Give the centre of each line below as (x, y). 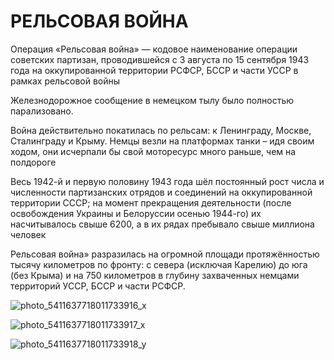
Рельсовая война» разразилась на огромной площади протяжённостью (165, 254)
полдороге (33, 162)
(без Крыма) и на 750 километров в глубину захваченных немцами (155, 275)
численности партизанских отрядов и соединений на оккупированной (161, 192)
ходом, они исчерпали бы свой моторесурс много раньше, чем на (153, 151)
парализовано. (42, 111)
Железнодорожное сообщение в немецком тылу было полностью (152, 100)
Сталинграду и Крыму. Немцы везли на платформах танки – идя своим (162, 141)
